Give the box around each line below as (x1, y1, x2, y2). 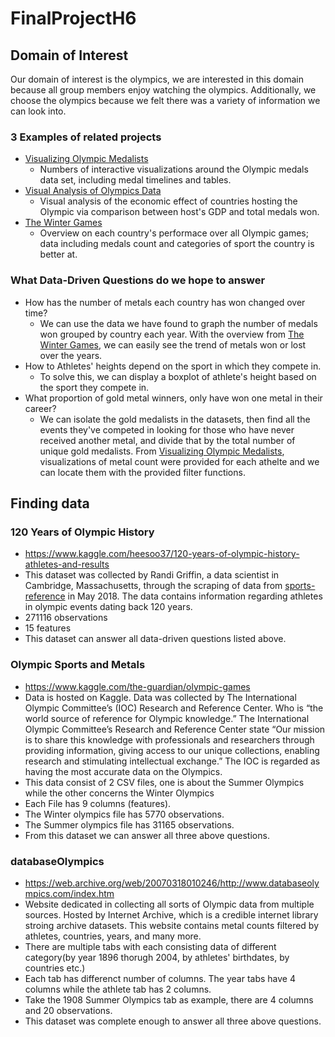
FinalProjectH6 (10, 7, 137, 30)
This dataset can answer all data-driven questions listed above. (24, 633, 287, 645)
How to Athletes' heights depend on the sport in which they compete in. (24, 360, 322, 372)
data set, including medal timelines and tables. (39, 174, 232, 186)
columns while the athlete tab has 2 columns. (24, 983, 212, 995)
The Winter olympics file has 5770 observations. (24, 808, 225, 820)
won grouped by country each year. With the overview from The (39, 328, 305, 340)
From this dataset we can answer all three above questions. (24, 829, 270, 841)
